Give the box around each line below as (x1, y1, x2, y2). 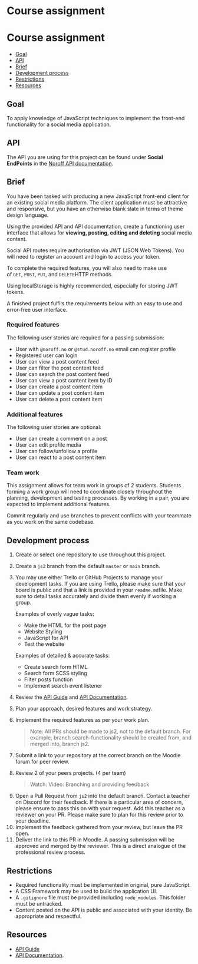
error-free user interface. (6, 306, 68, 313)
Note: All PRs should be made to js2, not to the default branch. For (29, 728, 191, 735)
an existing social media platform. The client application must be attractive (6, 199, 187, 206)
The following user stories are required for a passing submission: (6, 334, 164, 341)
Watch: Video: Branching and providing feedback (29, 781, 150, 788)
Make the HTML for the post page (24, 622, 107, 629)
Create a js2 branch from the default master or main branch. (15, 563, 161, 570)
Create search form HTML (24, 663, 88, 671)
